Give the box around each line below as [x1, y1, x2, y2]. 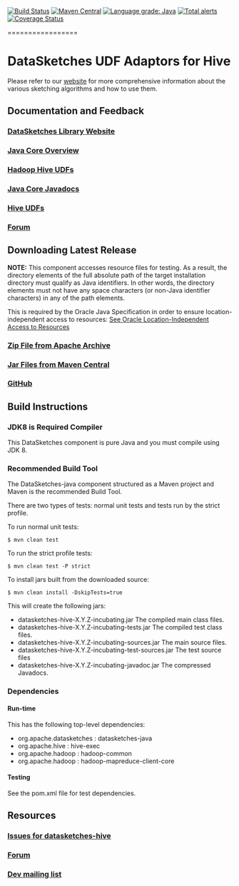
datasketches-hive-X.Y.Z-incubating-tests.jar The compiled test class [17, 623, 223, 632]
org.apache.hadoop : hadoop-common [17, 749, 132, 757]
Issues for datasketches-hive [7, 831, 112, 841]
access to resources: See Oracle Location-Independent [46, 315, 209, 323]
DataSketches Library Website [7, 126, 116, 136]
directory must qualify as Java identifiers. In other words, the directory [7, 278, 215, 287]
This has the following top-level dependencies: [7, 720, 146, 728]
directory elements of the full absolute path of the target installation [7, 271, 206, 279]
